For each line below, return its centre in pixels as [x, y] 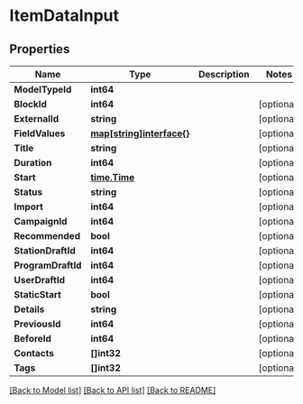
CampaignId [41, 221]
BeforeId [33, 339]
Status [28, 192]
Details [29, 309]
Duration [33, 163]
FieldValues [40, 133]
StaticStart [37, 294]
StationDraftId [45, 251]
